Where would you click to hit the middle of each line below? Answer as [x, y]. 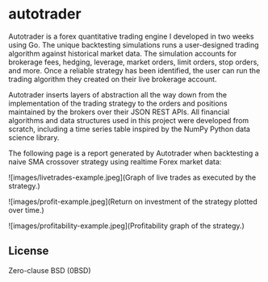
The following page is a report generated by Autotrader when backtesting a [134, 153]
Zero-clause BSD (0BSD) [50, 270]
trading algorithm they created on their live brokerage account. [113, 79]
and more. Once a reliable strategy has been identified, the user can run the [134, 70]
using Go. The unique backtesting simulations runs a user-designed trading [134, 44]
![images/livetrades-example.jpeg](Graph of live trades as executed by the [132, 177]
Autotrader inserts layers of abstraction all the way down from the [118, 94]
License [29, 251]
